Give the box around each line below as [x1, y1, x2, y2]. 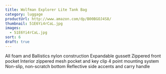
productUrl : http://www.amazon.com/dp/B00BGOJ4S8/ [5, 16, 112, 21]
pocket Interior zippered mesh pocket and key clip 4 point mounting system [5, 58, 159, 64]
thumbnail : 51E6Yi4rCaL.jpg [5, 21, 63, 26]
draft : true [5, 39, 30, 44]
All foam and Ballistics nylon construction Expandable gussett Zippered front [5, 53, 161, 59]
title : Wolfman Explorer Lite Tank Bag [5, 7, 87, 12]
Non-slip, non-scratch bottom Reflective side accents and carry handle [5, 63, 150, 69]
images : [5, 26, 21, 31]
